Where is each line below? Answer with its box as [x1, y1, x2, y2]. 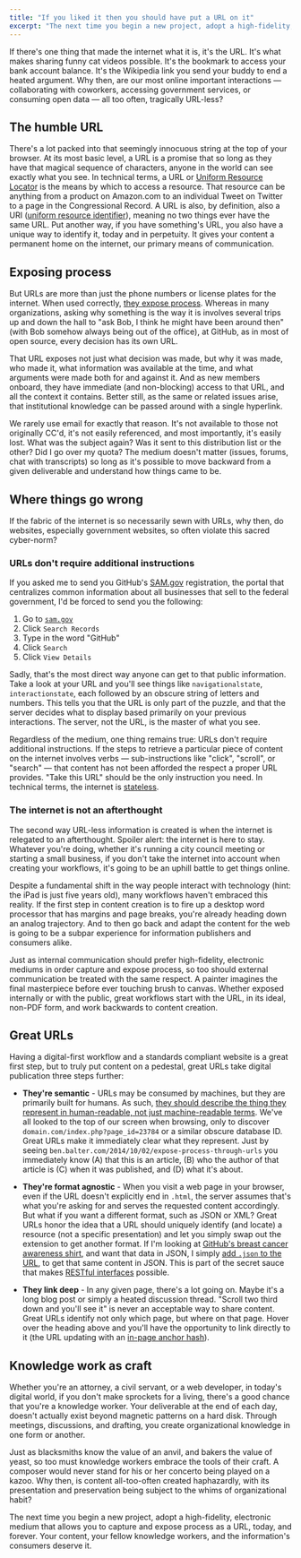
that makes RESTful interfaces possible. [21, 1267, 170, 1278]
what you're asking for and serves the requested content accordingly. [21, 1201, 280, 1211]
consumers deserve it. [9, 1540, 92, 1551]
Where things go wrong [9, 492, 143, 507]
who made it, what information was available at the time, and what [9, 363, 254, 374]
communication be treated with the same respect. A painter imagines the [9, 973, 279, 984]
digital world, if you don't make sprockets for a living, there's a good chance [9, 1391, 290, 1402]
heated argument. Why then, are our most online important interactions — [9, 74, 282, 85]
